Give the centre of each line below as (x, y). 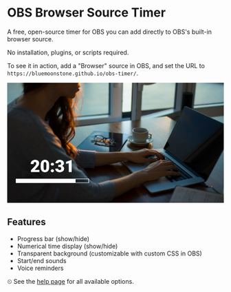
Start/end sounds (42, 260)
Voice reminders (40, 268)
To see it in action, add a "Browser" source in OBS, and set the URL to (106, 65)
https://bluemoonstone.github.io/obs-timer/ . (73, 73)
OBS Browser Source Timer (87, 13)
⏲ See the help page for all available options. (70, 281)
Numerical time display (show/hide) (67, 246)
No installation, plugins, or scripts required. (68, 52)
